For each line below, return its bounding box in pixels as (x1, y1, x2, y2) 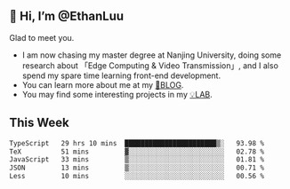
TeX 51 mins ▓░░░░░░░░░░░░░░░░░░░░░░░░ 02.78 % (9, 147, 265, 156)
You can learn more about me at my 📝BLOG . (21, 79, 184, 90)
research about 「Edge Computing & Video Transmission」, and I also (21, 59, 278, 71)
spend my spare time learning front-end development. (21, 70, 221, 81)
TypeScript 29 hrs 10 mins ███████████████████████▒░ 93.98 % (9, 138, 265, 147)
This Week (9, 115, 69, 130)
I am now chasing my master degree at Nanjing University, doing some (21, 50, 282, 60)
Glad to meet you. (9, 32, 75, 43)
